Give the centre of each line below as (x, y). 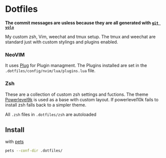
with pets (15, 142)
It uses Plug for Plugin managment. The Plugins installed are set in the (76, 66)
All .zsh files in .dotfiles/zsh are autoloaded (51, 114)
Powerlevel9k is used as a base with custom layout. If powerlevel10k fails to (82, 99)
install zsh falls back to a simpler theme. (46, 105)
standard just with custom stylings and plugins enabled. (62, 42)
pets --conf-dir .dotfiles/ (34, 151)
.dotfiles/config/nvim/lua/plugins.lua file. (50, 71)
